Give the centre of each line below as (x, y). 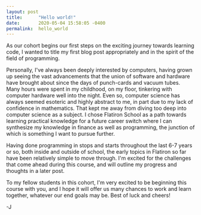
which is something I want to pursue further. (61, 134)
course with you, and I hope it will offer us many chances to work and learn (99, 189)
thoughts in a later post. (35, 171)
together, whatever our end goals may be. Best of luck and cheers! (88, 195)
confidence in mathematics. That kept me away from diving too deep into (96, 108)
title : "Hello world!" (41, 17)
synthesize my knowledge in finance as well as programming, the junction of (100, 127)
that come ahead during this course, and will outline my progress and (92, 165)
